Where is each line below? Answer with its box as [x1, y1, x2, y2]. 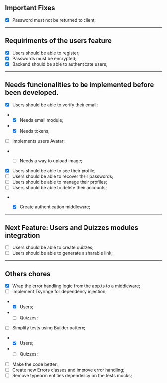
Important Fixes [5, 4, 55, 12]
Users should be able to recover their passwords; [12, 173, 114, 179]
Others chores [5, 269, 51, 278]
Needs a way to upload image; [19, 157, 83, 164]
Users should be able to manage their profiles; [12, 179, 108, 185]
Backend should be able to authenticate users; [12, 61, 108, 67]
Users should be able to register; [12, 50, 80, 56]
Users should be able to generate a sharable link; [12, 250, 113, 256]
